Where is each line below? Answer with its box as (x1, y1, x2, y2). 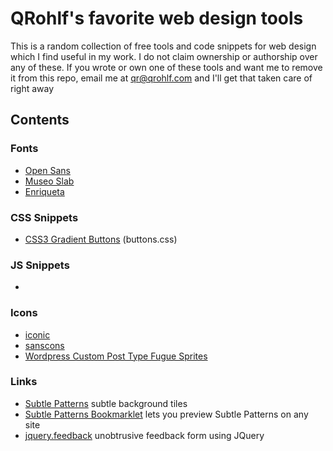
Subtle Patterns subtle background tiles (24, 397, 188, 409)
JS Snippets (10, 258, 70, 272)
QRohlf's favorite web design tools (10, 7, 304, 30)
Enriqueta (24, 185, 65, 197)
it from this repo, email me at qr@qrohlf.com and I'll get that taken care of (10, 72, 313, 84)
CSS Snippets (10, 210, 79, 224)
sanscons (24, 339, 65, 351)
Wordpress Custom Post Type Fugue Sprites (24, 350, 208, 362)
